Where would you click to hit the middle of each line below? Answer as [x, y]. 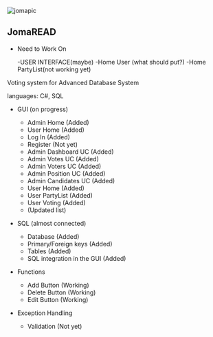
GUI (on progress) [43, 109]
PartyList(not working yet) [54, 69]
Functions [31, 272]
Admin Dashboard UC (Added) [71, 152]
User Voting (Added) [56, 202]
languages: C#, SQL [35, 95]
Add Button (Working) [58, 285]
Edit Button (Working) [58, 299]
